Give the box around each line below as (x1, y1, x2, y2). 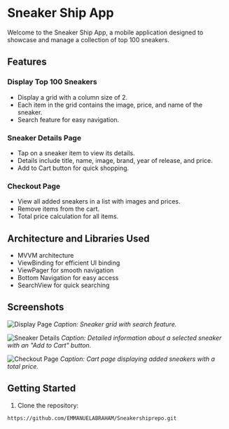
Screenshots (7, 301, 64, 313)
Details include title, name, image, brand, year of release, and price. (17, 156, 213, 164)
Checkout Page (7, 181, 61, 191)
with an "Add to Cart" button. (7, 341, 92, 349)
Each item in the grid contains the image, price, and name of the (17, 100, 203, 109)
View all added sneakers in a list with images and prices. (17, 197, 181, 206)
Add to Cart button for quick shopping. (17, 164, 130, 172)
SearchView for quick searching (17, 281, 110, 289)
